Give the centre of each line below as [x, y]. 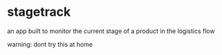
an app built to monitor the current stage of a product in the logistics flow [111, 31]
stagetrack [39, 12]
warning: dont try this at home [50, 44]
